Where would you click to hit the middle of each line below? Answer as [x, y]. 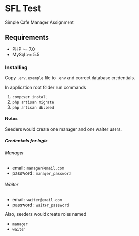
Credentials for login [26, 141]
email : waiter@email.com [37, 200]
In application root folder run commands [46, 87]
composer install [30, 97]
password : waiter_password [40, 205]
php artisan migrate [33, 103]
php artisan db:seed [33, 108]
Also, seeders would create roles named [46, 214]
